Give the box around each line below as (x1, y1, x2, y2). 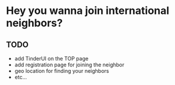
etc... (14, 74, 28, 80)
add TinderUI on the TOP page (14, 55, 89, 62)
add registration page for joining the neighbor (14, 61, 125, 68)
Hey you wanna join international (6, 4, 170, 17)
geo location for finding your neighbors (14, 68, 109, 74)
